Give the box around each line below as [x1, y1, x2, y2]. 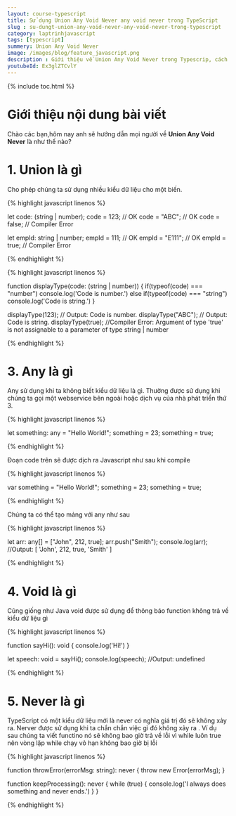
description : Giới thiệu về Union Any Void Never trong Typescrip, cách [7, 56, 228, 63]
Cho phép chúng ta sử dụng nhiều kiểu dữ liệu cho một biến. [7, 185, 183, 193]
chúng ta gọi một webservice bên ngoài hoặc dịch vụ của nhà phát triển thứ [7, 394, 227, 403]
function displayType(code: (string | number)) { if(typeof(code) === [7, 282, 204, 290]
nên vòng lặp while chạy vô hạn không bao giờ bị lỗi [7, 739, 158, 747]
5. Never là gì [7, 693, 86, 709]
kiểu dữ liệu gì [7, 614, 48, 623]
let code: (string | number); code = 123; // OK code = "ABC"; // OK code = [7, 212, 220, 221]
